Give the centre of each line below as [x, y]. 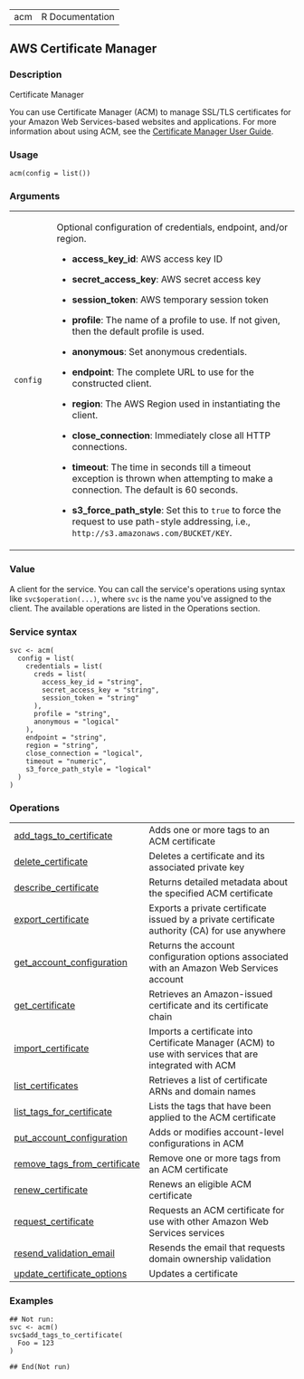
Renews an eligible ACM [200, 1184]
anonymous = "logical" [76, 722]
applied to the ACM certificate [212, 1117]
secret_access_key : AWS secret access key [166, 280]
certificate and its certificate [209, 1006]
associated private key [197, 867]
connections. [100, 447]
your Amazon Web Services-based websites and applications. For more [143, 121]
